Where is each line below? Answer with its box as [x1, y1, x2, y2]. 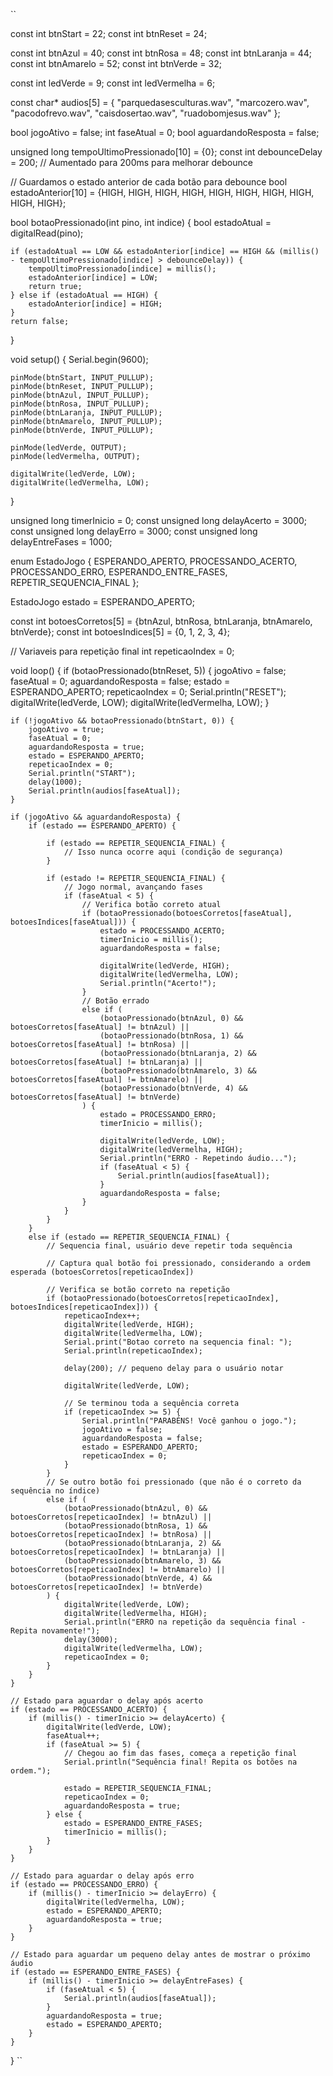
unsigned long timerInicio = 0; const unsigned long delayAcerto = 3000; [10, 515, 308, 526]
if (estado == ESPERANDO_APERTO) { [28, 821, 177, 831]
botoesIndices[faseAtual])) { [10, 917, 137, 927]
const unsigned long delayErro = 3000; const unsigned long [10, 525, 258, 537]
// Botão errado [81, 996, 150, 1006]
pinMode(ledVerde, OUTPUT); [10, 443, 128, 453]
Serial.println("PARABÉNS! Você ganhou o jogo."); [81, 1416, 298, 1426]
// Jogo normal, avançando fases [63, 882, 203, 892]
